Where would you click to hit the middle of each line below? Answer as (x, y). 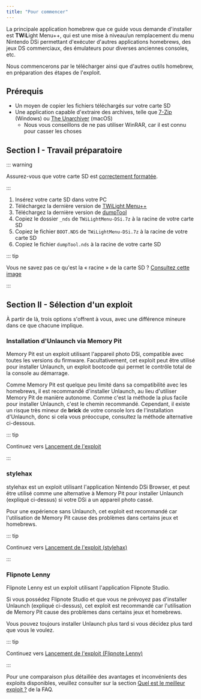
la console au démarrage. (38, 373)
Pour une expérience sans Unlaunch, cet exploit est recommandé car (92, 511)
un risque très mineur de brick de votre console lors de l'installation (90, 411)
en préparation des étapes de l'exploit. (54, 72)
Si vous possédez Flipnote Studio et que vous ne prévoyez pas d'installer (97, 599)
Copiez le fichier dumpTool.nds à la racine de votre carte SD (88, 245)
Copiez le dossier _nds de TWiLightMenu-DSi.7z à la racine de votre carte (104, 219)
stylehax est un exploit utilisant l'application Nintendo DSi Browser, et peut (98, 487)
